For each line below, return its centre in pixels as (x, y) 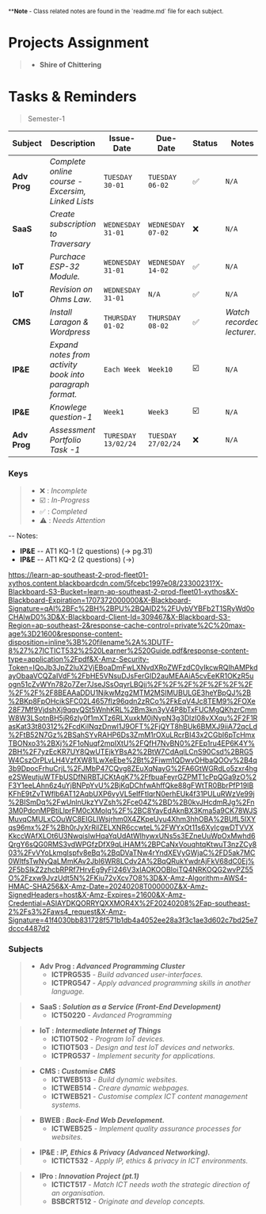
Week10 (160, 369)
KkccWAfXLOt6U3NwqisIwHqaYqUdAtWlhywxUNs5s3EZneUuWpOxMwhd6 (132, 836)
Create (62, 214)
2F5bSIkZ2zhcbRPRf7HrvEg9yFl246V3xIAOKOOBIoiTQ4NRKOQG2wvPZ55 (131, 870)
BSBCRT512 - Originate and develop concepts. (128, 1201)
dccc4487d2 (29, 929)
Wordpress (70, 331)
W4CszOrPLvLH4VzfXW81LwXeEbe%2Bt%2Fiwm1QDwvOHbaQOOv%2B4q (133, 760)
